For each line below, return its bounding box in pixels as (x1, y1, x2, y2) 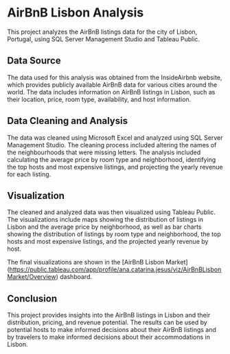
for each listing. (7, 170, 51, 178)
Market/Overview (7, 273, 56, 281)
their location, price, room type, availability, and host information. (7, 95, 192, 103)
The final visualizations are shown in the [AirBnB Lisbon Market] (7, 258, 188, 267)
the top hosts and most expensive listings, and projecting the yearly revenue (7, 163, 223, 171)
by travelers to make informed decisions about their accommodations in (7, 333, 211, 342)
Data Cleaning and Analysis (7, 115, 128, 127)
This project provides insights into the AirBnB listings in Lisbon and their (7, 311, 211, 320)
